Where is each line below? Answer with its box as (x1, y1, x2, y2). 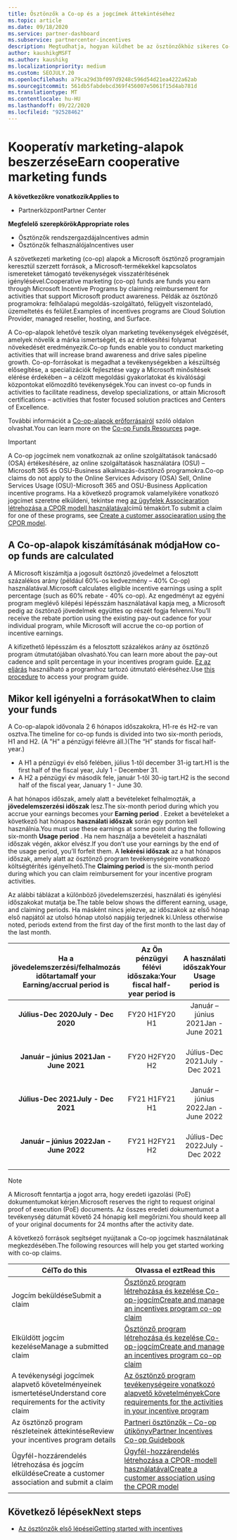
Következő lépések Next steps (8, 1505, 141, 1517)
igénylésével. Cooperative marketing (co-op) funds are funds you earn (8, 276, 211, 285)
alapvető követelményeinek (11, 1379, 102, 1389)
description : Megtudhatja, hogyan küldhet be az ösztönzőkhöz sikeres (8, 43, 219, 50)
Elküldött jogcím (11, 1333, 65, 1343)
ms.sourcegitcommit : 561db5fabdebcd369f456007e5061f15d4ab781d (8, 82, 198, 90)
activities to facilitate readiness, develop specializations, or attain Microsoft (8, 388, 226, 396)
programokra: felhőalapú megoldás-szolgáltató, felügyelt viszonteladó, (8, 299, 214, 307)
